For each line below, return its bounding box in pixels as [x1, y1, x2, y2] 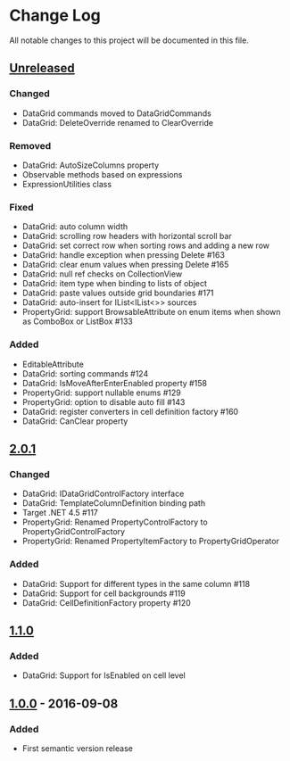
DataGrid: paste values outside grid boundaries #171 [21, 287, 214, 299]
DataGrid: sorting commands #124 [21, 368, 149, 379]
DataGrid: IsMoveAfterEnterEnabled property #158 [21, 377, 208, 388]
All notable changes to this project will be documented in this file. [9, 35, 250, 45]
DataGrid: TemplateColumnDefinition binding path [21, 498, 206, 509]
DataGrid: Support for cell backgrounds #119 [21, 588, 186, 599]
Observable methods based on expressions [21, 169, 183, 179]
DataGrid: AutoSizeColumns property [21, 160, 159, 170]
